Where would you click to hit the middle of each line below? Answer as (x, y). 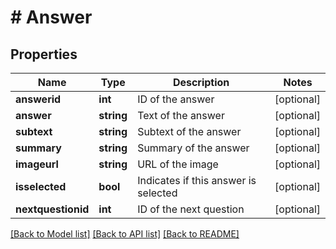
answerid (38, 99)
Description (201, 82)
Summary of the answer (193, 148)
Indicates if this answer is (197, 180)
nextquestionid (52, 209)
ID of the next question (191, 209)
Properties (44, 54)
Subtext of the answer (189, 131)
